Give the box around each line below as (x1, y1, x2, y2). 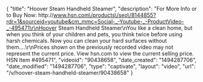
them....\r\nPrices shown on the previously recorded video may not (6, 43, 174, 51)
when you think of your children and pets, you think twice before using (6, 31, 183, 38)
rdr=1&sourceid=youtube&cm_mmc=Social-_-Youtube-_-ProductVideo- (6, 18, 184, 25)
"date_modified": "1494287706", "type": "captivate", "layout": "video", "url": (6, 63, 196, 70)
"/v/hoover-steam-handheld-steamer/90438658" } (6, 69, 133, 76)
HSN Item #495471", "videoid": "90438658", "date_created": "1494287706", (6, 57, 197, 63)
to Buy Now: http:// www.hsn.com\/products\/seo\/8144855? (6, 11, 156, 19)
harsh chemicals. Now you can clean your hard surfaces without (6, 37, 167, 44)
